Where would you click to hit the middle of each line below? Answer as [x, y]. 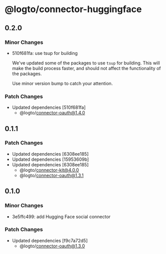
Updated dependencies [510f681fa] [49, 107]
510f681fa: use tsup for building [45, 53]
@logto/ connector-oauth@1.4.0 [52, 113]
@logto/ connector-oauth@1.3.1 [51, 175]
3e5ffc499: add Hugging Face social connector [61, 216]
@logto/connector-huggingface [73, 9]
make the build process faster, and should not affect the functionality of [86, 68]
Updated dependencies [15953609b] [50, 159]
